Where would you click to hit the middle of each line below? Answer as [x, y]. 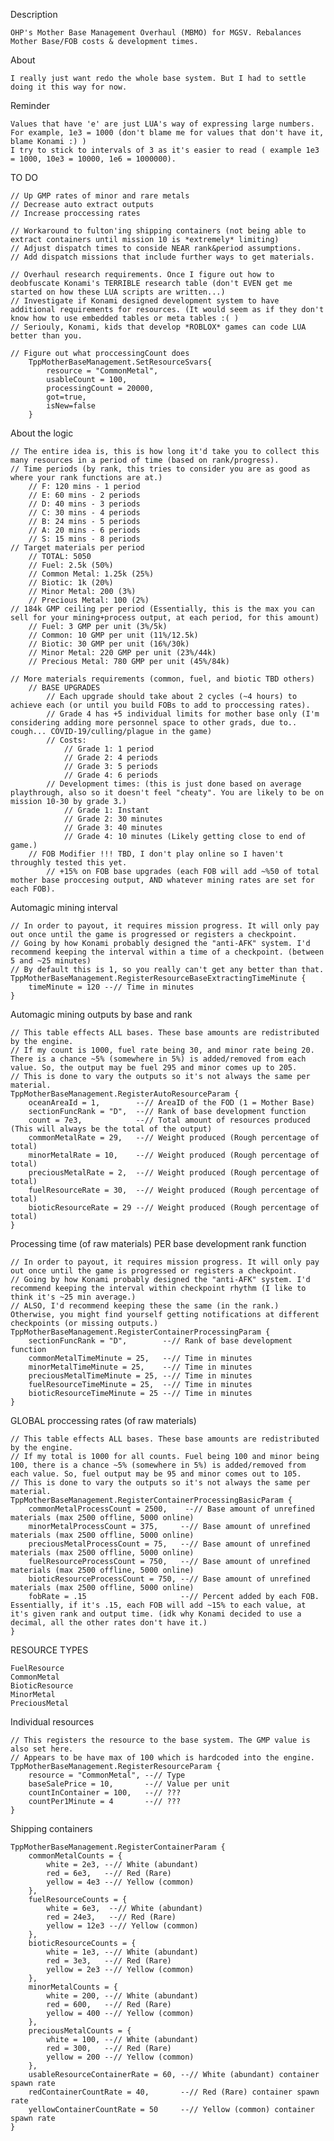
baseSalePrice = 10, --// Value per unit [129, 1784]
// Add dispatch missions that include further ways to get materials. [162, 257]
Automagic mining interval [64, 907]
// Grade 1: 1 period [109, 749]
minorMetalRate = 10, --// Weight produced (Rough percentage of [174, 1155]
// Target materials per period [77, 548]
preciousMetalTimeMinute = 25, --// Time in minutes [140, 1376]
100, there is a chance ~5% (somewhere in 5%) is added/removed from [158, 1465]
